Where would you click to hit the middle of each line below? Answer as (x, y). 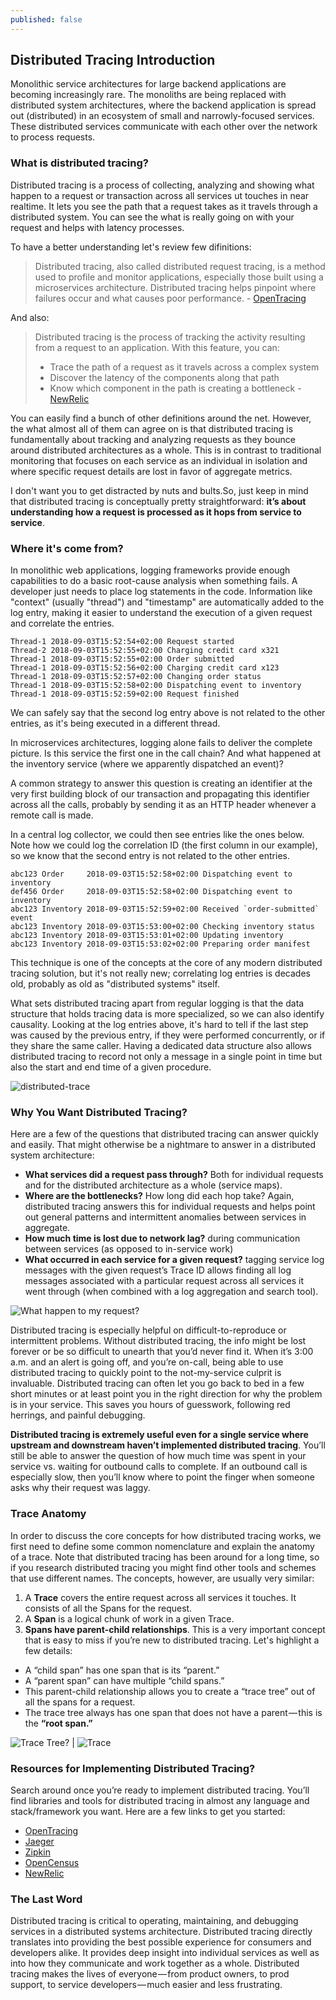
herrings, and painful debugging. (78, 1415)
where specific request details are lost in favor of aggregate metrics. (151, 471)
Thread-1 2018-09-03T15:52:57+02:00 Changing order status (136, 677)
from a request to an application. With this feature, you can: (157, 347)
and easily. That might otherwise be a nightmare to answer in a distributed (163, 1145)
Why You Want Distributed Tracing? (99, 1112)
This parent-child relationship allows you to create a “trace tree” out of (170, 1691)
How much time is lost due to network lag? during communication (162, 1238)
